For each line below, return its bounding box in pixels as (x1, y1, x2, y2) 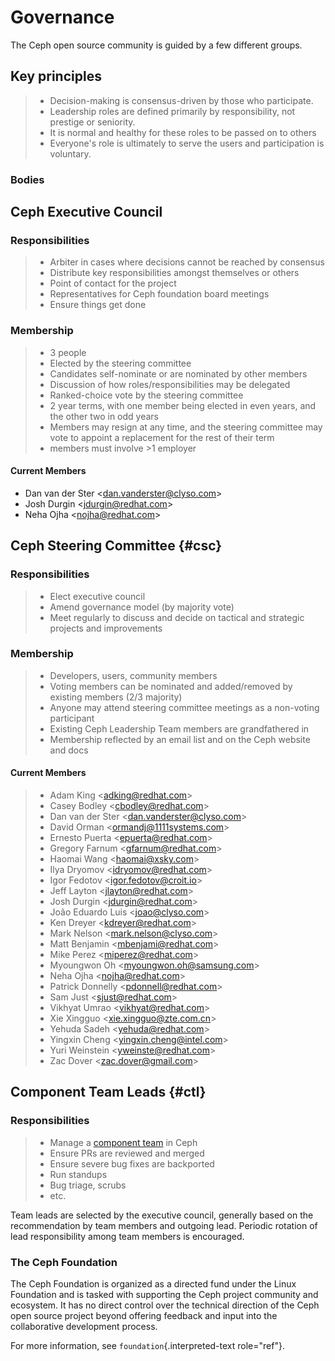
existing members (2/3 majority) (49, 691, 183, 703)
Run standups (49, 1168, 108, 1180)
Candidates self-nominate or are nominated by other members (49, 367, 308, 380)
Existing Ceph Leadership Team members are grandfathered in (49, 722, 310, 735)
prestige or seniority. (49, 116, 136, 128)
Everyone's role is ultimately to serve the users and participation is (49, 137, 325, 149)
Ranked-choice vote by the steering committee (49, 389, 244, 401)
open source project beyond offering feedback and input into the (10, 1310, 278, 1322)
